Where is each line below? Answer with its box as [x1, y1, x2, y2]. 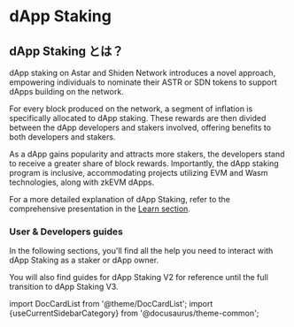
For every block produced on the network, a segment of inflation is [9, 103, 253, 114]
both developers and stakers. [9, 132, 116, 142]
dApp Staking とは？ [9, 43, 124, 58]
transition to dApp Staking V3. [9, 281, 119, 293]
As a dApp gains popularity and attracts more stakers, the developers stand [9, 148, 285, 159]
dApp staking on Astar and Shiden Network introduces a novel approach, [9, 68, 276, 78]
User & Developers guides [9, 225, 124, 238]
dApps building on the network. [9, 87, 124, 96]
